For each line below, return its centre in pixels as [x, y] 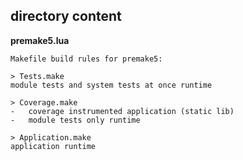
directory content [66, 16]
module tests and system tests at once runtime [111, 85]
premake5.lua [40, 40]
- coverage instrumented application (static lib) [122, 111]
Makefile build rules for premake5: [86, 59]
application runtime [53, 146]
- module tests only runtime [75, 120]
